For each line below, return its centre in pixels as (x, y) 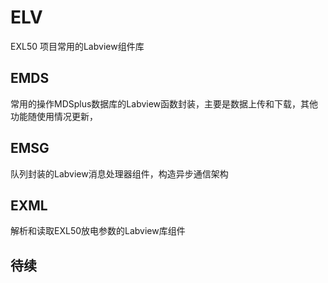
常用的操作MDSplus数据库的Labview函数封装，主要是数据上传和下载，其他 (164, 103)
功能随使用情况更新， (54, 116)
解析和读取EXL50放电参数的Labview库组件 (98, 231)
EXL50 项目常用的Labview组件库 (77, 46)
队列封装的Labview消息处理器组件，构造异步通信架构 (119, 173)
